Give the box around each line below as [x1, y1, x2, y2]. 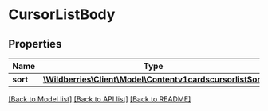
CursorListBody [8, 6, 116, 24]
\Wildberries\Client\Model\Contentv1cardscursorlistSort [42, 74, 264, 85]
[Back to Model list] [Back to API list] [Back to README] [8, 94, 191, 104]
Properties [8, 37, 62, 51]
